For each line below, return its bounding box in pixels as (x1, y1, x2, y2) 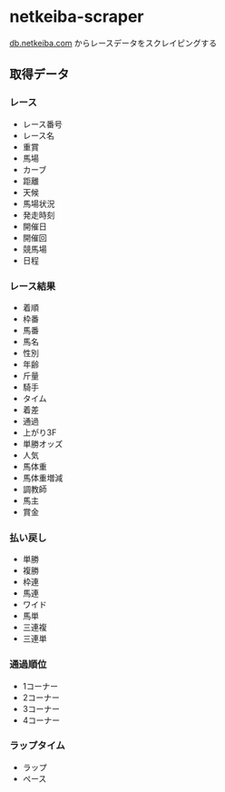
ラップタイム (9, 739, 65, 752)
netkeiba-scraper (9, 6, 144, 27)
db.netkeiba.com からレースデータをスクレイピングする (9, 37, 218, 48)
